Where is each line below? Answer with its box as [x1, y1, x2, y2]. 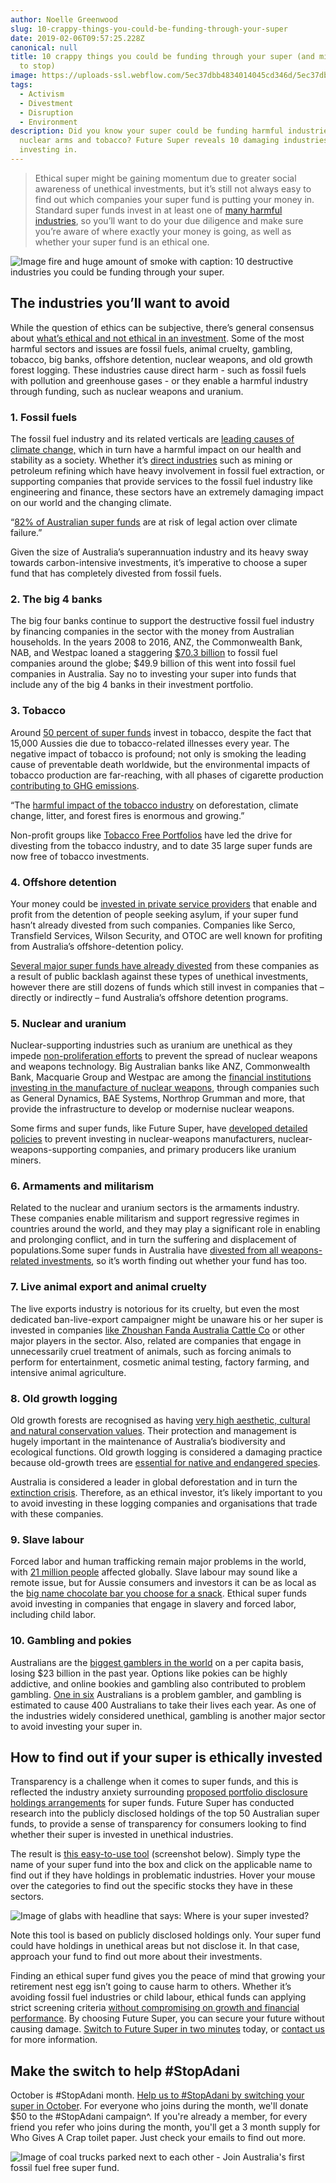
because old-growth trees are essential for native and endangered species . [10, 1457, 321, 1469]
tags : [10, 80, 33, 90]
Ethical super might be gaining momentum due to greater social [34, 172, 297, 184]
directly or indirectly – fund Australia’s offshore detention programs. [10, 991, 289, 1003]
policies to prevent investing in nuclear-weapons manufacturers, [10, 1133, 276, 1145]
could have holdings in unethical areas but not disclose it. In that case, [10, 1940, 300, 1952]
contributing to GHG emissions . [10, 779, 140, 791]
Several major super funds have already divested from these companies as [10, 959, 320, 971]
